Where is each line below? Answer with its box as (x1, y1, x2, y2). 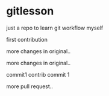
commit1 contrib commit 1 (6, 71, 70, 78)
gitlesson (6, 4, 54, 18)
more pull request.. (6, 83, 53, 90)
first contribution (6, 36, 48, 43)
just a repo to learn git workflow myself (6, 24, 104, 31)
